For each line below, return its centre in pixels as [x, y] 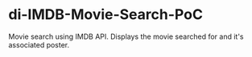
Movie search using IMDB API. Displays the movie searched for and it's [126, 36]
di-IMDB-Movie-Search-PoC [106, 15]
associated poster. [39, 44]
